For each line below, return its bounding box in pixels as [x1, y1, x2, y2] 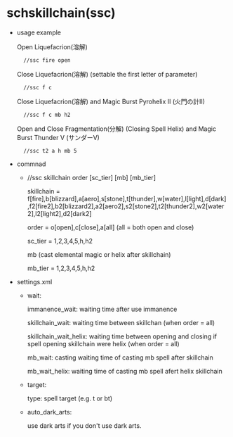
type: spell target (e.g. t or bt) [27, 394, 113, 403]
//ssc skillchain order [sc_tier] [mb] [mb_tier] [27, 173, 156, 182]
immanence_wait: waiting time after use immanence [27, 305, 178, 313]
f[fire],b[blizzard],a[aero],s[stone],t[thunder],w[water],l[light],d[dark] [27, 194, 227, 203]
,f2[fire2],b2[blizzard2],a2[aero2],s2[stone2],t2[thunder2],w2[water [27, 202, 225, 210]
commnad [16, 160, 46, 168]
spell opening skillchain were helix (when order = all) [27, 339, 180, 348]
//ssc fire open [23, 56, 71, 64]
